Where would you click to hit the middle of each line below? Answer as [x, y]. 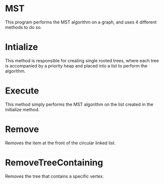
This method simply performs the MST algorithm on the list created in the [79, 104]
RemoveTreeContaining [54, 162]
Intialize [22, 47]
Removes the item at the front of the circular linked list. [60, 143]
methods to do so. [24, 27]
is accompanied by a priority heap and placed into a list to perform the [76, 66]
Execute [22, 91]
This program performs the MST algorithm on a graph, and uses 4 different [81, 22]
